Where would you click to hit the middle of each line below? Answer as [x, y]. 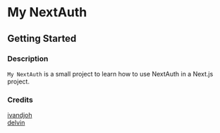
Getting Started [42, 39]
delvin [16, 123]
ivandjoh [20, 115]
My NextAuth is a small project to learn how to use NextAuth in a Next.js [110, 74]
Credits [20, 100]
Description [28, 59]
